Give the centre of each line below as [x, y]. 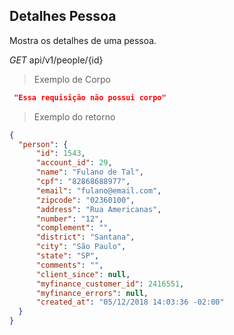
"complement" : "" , [74, 228]
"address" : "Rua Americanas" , [98, 209]
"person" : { [43, 144]
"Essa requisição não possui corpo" [90, 97]
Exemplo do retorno [74, 116]
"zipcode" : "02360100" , [85, 200]
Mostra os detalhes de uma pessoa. [83, 40]
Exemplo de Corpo [72, 79]
